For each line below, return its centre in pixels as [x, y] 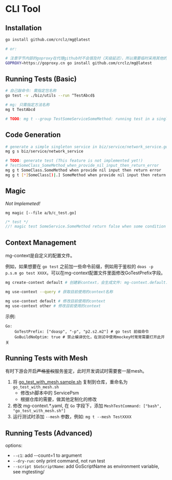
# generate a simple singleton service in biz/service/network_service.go [87, 147]
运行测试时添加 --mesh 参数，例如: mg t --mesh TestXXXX [72, 417]
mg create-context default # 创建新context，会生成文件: [64, 283]
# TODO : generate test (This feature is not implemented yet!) [74, 161]
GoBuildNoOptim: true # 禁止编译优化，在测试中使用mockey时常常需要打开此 [88, 337]
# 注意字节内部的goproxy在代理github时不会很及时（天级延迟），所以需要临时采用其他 [84, 58]
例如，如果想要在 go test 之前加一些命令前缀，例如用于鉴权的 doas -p [79, 266]
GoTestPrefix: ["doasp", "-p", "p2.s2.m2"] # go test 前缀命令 [82, 332]
